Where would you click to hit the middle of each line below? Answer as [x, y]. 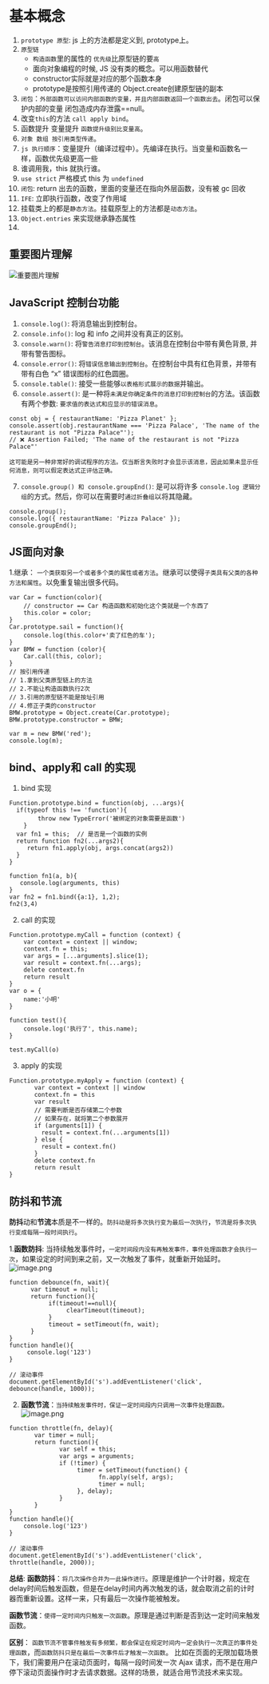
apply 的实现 [42, 1066]
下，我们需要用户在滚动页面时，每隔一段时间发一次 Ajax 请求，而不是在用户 [134, 1662]
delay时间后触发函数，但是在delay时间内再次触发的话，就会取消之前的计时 [132, 1588]
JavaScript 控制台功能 [64, 303]
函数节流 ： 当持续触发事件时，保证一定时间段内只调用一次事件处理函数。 [124, 1404]
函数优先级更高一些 [66, 158]
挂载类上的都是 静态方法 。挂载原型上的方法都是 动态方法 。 [111, 208]
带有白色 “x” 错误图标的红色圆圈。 [77, 373]
